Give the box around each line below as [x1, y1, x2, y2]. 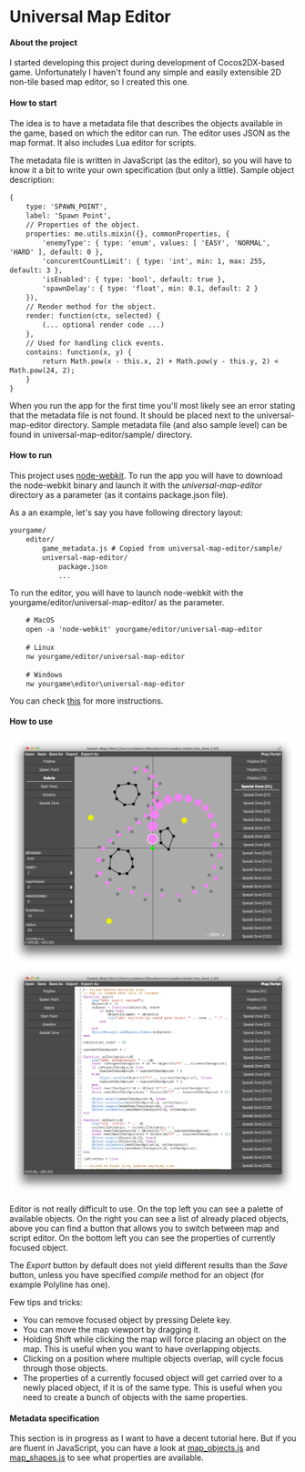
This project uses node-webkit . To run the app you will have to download [9, 470, 283, 481]
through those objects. [22, 1363, 108, 1374]
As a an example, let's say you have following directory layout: [9, 507, 243, 518]
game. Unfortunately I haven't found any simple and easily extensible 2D [9, 66, 282, 78]
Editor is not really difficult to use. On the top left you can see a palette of [9, 1203, 284, 1214]
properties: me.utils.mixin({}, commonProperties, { [25, 229, 230, 239]
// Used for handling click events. [25, 339, 166, 348]
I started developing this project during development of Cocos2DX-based [9, 57, 285, 68]
